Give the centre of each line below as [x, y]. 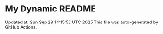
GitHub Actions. [21, 27]
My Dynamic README [51, 9]
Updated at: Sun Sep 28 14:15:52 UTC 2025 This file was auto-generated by [81, 22]
